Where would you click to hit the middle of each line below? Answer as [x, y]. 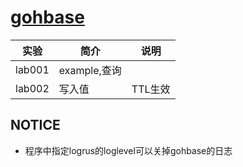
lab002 [32, 88]
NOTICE [35, 125]
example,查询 [90, 70]
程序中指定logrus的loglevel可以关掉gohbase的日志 [128, 150]
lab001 [32, 69]
